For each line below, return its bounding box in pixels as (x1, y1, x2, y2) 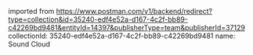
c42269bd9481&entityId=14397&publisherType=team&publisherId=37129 (8, 23, 245, 32)
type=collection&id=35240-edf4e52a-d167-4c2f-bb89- (8, 15, 188, 24)
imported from (8, 7, 55, 15)
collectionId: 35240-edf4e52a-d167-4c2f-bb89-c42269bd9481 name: (8, 31, 236, 40)
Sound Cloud (8, 40, 51, 49)
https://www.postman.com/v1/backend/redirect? (56, 7, 213, 15)
